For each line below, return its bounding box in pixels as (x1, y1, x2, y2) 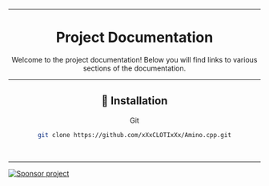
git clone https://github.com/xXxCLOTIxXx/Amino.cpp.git (37, 131, 232, 139)
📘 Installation (101, 94, 168, 108)
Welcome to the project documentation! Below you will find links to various (11, 55, 258, 64)
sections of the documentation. (82, 63, 187, 73)
